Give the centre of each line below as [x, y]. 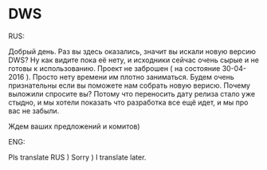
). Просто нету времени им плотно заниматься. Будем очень [130, 77]
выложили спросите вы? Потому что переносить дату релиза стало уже [132, 93]
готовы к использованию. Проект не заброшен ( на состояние [114, 68]
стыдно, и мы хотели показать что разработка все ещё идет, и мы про [128, 102]
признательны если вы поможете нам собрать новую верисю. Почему [130, 85]
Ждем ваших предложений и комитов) [75, 126]
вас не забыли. [34, 111]
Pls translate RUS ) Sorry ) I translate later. [77, 157]
